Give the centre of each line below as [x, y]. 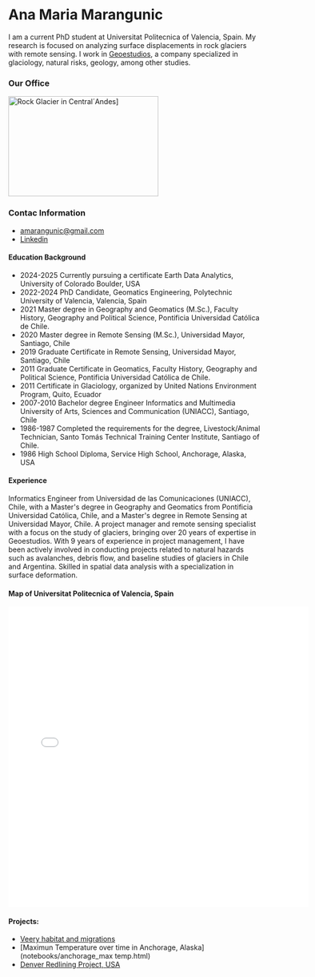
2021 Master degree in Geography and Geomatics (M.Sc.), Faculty [129, 309]
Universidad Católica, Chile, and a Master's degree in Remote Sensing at [128, 515]
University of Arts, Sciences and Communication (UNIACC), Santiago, [134, 411]
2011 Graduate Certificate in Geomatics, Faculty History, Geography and [138, 368]
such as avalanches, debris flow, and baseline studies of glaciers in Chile [129, 557]
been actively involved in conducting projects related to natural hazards [126, 549]
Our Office [29, 83]
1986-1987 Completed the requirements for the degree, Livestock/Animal [140, 428]
